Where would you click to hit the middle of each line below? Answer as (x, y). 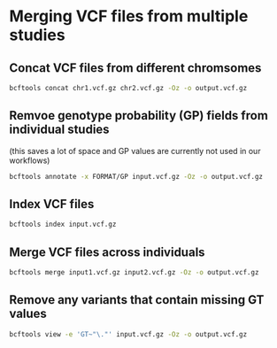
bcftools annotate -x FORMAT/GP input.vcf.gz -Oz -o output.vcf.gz (136, 176)
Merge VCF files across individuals (107, 252)
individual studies (59, 130)
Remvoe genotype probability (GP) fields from (138, 116)
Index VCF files (52, 204)
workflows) (30, 160)
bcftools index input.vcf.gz (63, 224)
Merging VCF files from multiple (129, 16)
